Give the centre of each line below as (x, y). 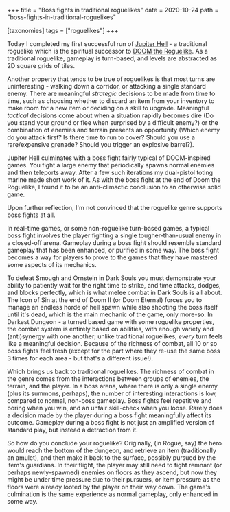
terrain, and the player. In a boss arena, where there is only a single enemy (113, 386)
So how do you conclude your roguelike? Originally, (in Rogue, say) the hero (114, 443)
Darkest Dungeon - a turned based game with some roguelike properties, (111, 322)
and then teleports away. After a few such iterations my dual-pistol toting (110, 172)
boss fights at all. (31, 215)
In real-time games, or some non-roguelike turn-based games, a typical (108, 228)
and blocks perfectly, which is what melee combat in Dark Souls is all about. (115, 292)
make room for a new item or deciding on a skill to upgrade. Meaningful (108, 108)
